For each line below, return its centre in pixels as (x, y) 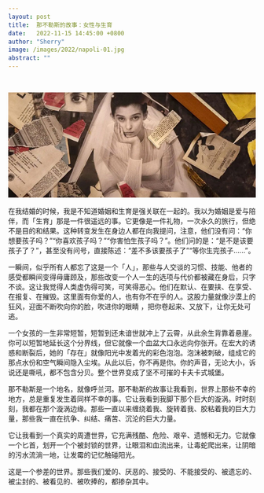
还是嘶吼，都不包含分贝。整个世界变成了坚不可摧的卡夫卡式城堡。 (121, 373)
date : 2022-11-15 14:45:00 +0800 (66, 33)
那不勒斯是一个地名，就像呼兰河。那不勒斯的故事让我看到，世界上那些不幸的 (132, 389)
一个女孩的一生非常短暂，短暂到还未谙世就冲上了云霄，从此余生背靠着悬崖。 (132, 333)
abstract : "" (29, 58)
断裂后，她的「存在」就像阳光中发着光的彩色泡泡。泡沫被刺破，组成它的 (139, 353)
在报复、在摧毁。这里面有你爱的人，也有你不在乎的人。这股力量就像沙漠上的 (132, 297)
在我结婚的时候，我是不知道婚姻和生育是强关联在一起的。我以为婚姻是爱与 (128, 212)
